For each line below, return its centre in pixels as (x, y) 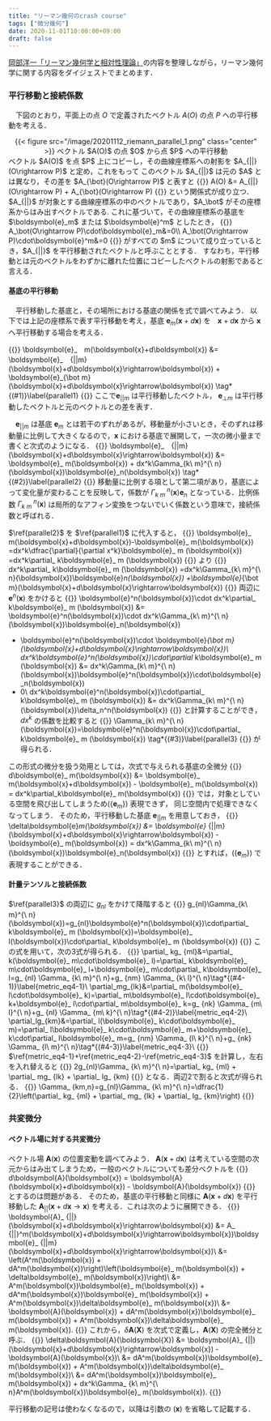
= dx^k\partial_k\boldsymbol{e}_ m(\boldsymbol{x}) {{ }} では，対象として (131, 794)
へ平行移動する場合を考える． (58, 332)
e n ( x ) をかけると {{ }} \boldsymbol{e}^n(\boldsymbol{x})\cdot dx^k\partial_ (132, 597)
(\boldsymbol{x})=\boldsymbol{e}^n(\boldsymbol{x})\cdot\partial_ (130, 729)
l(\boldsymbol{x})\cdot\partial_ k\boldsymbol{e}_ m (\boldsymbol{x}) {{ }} (130, 941)
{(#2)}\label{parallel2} (45, 482)
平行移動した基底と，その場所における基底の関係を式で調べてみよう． (131, 310)
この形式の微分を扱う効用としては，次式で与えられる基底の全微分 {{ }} (125, 766)
